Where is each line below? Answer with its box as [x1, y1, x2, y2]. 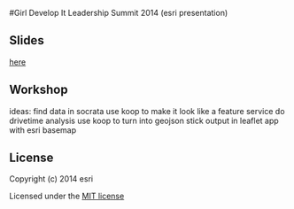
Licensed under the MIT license [9, 190, 125, 202]
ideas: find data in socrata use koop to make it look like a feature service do [9, 105, 285, 116]
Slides [9, 33, 44, 48]
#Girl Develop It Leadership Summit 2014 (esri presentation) [9, 8, 228, 18]
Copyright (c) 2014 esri [9, 174, 94, 184]
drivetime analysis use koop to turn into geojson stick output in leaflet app [9, 115, 279, 126]
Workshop [9, 82, 68, 97]
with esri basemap [9, 124, 77, 135]
